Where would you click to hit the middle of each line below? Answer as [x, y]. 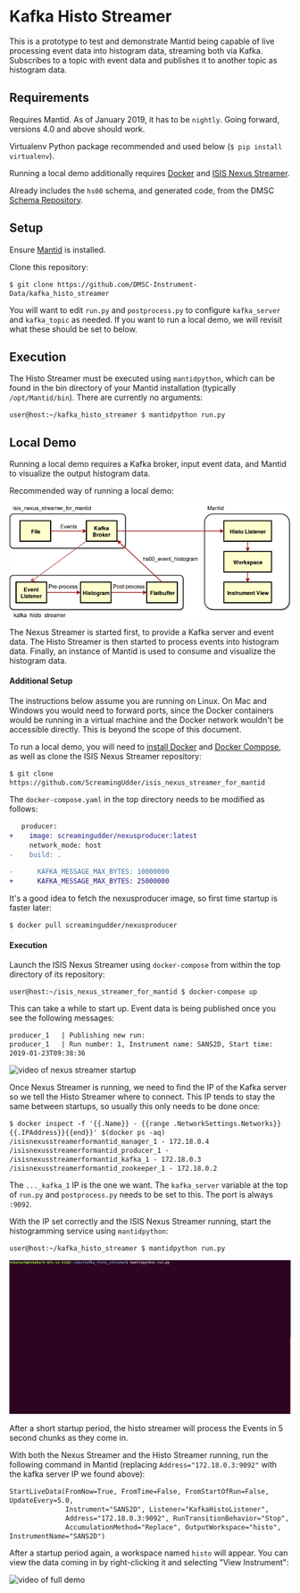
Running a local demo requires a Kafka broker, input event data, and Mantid [148, 464]
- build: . [36, 855]
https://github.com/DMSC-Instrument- [127, 284]
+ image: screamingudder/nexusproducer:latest [104, 835]
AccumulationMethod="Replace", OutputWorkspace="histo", [173, 1528]
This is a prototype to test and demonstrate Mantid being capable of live [142, 41]
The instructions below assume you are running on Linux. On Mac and [138, 700]
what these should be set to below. [74, 329]
